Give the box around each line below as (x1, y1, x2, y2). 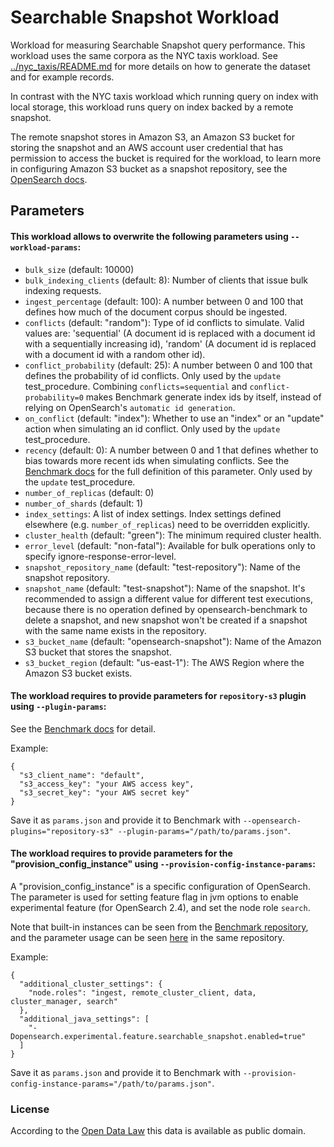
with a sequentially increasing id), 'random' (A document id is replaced (24, 337, 317, 350)
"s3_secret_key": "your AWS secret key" (19, 787, 190, 798)
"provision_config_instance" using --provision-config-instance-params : (10, 858, 316, 870)
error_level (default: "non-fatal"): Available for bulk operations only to (24, 539, 316, 551)
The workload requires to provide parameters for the (10, 847, 233, 860)
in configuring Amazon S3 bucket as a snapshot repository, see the (10, 162, 288, 175)
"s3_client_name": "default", (19, 770, 145, 780)
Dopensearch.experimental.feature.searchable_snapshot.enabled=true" (10, 1031, 307, 1041)
